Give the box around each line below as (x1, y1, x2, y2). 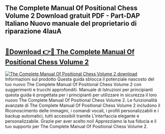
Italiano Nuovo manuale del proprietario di (5, 19, 137, 28)
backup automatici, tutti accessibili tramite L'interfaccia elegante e (5, 113, 139, 119)
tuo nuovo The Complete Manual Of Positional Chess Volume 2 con (5, 82, 142, 87)
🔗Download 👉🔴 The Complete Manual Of (5, 47, 134, 56)
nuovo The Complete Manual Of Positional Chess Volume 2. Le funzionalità (5, 97, 158, 103)
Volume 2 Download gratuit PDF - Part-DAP (5, 12, 140, 20)
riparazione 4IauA (5, 27, 62, 36)
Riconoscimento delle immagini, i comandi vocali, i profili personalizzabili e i (5, 108, 159, 113)
